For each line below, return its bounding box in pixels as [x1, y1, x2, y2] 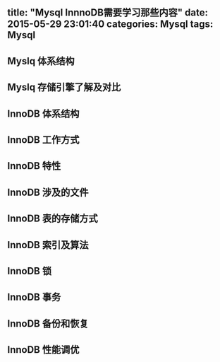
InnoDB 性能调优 [7, 344, 80, 356]
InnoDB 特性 [7, 160, 61, 172]
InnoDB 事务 [7, 291, 61, 303]
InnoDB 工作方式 [7, 134, 80, 146]
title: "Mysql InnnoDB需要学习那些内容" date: [7, 6, 209, 19]
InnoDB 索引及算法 [7, 239, 89, 251]
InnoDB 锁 [7, 264, 51, 277]
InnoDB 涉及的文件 [7, 186, 89, 198]
